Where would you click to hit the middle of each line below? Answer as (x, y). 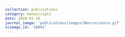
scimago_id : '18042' (26, 27)
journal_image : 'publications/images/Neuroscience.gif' (63, 23)
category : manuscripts (28, 14)
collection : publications (31, 9)
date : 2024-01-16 (23, 18)
